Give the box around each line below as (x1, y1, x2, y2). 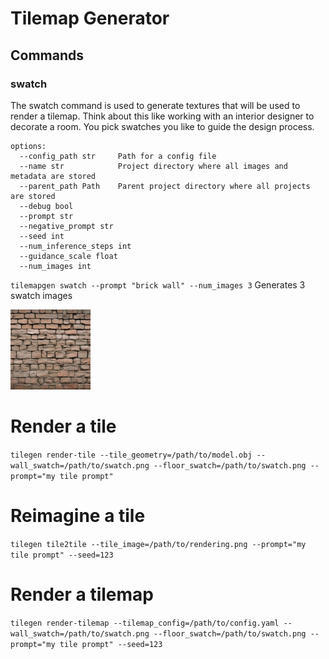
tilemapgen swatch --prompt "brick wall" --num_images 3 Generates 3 (10, 278, 306, 291)
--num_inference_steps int (19, 241, 132, 251)
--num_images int (19, 261, 92, 271)
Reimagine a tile (10, 505, 146, 527)
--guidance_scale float (19, 251, 118, 261)
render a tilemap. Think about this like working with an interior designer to (10, 110, 315, 122)
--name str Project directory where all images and (19, 161, 288, 171)
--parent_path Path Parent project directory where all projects (19, 181, 311, 191)
